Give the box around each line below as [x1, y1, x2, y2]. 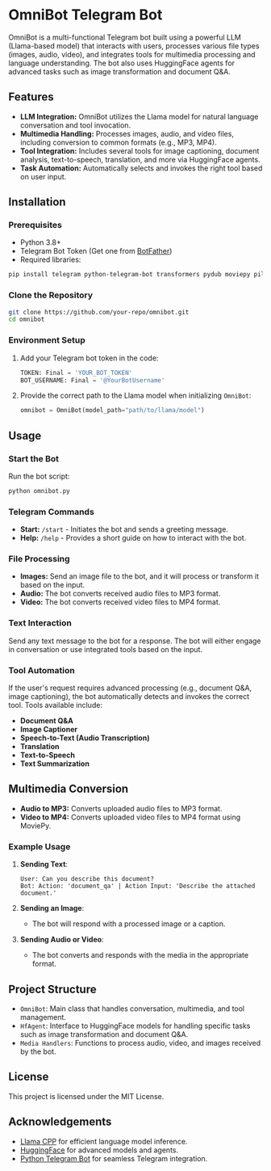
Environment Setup [8, 335, 86, 346]
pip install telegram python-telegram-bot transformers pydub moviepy [8, 271, 251, 279]
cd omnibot [8, 315, 45, 324]
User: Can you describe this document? [19, 875, 155, 883]
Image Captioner [19, 725, 78, 735]
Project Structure [8, 982, 97, 996]
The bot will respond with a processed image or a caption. [31, 919, 226, 929]
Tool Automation [8, 664, 75, 676]
